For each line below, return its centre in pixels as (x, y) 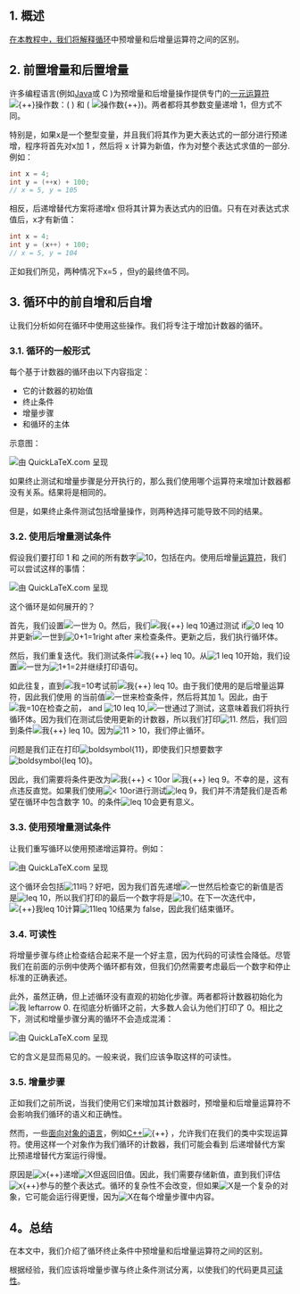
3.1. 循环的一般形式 (50, 351)
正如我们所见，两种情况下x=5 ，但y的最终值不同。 (102, 271)
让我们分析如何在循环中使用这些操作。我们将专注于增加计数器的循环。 (138, 325)
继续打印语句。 (115, 667)
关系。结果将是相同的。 (68, 492)
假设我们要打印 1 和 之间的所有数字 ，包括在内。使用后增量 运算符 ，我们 (148, 558)
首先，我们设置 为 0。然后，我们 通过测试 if (128, 626)
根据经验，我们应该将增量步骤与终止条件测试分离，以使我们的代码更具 (138, 1269)
